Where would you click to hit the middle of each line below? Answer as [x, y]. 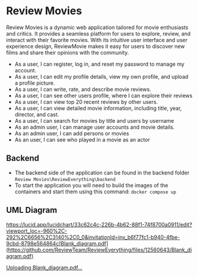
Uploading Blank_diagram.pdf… [44, 268]
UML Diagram [32, 210]
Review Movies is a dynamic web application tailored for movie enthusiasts [97, 27]
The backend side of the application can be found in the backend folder [102, 173]
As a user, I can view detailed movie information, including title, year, [98, 108]
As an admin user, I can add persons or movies [72, 133]
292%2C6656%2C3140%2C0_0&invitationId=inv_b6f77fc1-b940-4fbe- [93, 237]
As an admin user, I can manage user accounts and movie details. [95, 127]
